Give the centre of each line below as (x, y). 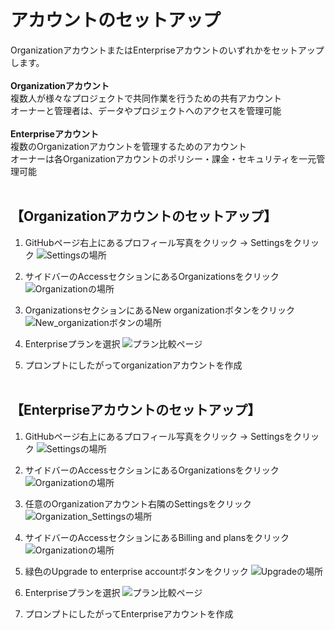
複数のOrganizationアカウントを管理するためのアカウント (129, 146)
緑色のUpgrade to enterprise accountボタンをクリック (136, 571)
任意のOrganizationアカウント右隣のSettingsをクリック (138, 503)
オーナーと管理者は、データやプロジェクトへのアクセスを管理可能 (146, 110)
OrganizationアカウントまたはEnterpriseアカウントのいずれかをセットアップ (167, 50)
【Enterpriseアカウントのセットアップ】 (136, 410)
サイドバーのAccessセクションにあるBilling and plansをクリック (157, 537)
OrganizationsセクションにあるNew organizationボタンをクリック (159, 310)
